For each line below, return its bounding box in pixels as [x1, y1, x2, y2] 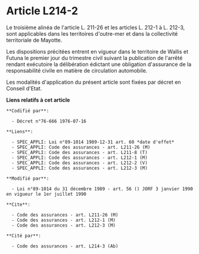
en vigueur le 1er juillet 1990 [6, 191, 86, 197]
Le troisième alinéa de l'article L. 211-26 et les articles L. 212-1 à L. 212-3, [6, 24, 185, 31]
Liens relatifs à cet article [6, 96, 70, 104]
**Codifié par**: [6, 108, 49, 114]
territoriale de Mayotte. [6, 36, 63, 43]
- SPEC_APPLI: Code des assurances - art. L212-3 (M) [11, 165, 148, 171]
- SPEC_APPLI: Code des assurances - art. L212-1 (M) [11, 155, 148, 161]
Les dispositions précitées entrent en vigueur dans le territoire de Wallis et [6, 48, 189, 55]
